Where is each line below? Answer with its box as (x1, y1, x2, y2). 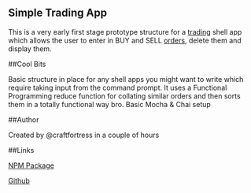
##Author (8, 114, 39, 124)
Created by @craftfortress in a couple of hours (8, 130, 160, 139)
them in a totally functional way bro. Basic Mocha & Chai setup (8, 99, 211, 109)
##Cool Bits (8, 59, 46, 69)
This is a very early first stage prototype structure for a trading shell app (8, 27, 242, 36)
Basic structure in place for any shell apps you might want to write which (8, 74, 244, 84)
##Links (8, 145, 35, 154)
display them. (8, 43, 53, 54)
